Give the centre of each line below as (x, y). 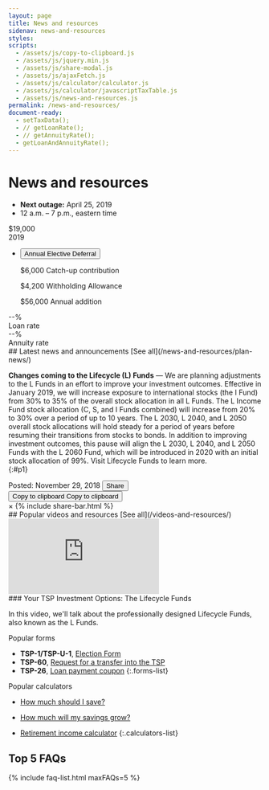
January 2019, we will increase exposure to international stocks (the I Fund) (133, 393)
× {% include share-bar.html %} (61, 506)
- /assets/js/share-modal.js (64, 68)
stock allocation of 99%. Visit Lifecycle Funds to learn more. (108, 461)
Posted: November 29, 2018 (54, 485)
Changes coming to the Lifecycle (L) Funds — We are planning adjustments (134, 375)
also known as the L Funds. (53, 623)
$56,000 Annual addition (61, 301)
